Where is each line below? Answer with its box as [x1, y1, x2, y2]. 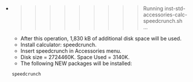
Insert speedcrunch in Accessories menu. [20, 47, 121, 54]
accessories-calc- [143, 11, 188, 18]
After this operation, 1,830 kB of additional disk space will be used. [20, 35, 182, 42]
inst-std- [164, 5, 186, 12]
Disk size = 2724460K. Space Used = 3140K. [20, 54, 130, 60]
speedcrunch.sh [143, 18, 183, 24]
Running [143, 5, 164, 12]
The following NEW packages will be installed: [20, 60, 132, 67]
